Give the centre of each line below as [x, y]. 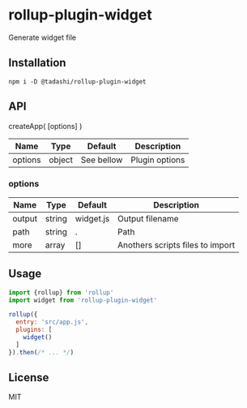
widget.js [92, 218]
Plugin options [158, 160]
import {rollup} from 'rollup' [61, 292]
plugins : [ [34, 330]
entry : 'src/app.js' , [52, 322]
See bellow [102, 160]
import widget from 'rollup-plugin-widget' [83, 300]
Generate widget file [43, 37]
